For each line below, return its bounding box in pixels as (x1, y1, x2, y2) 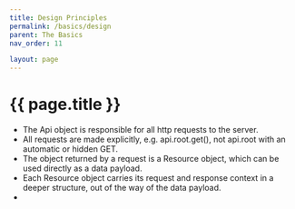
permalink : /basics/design (9, 22, 112, 31)
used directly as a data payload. (22, 163, 143, 174)
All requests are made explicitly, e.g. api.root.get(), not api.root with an (22, 134, 286, 145)
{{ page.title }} (9, 95, 122, 114)
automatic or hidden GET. (22, 144, 119, 154)
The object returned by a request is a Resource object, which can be (22, 154, 280, 164)
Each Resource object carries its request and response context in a (22, 173, 274, 184)
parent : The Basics (9, 30, 84, 39)
